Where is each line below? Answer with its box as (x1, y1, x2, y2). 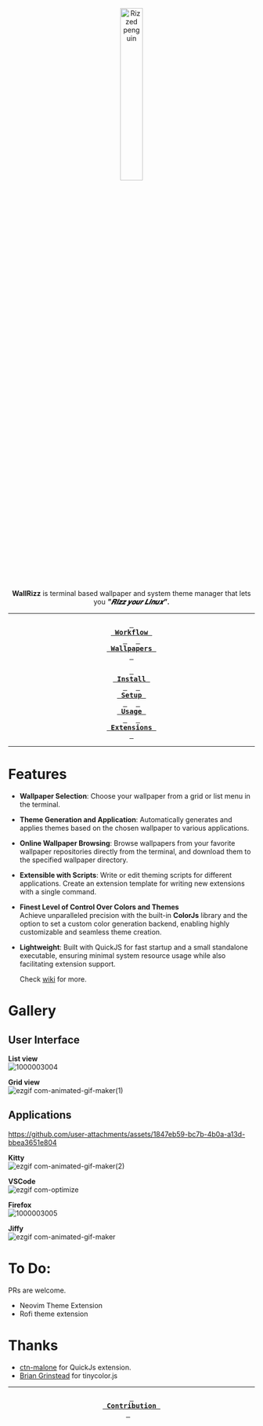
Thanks (8, 1336, 59, 1354)
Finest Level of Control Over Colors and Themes (19, 902, 179, 912)
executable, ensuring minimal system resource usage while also (19, 950, 226, 960)
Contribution (106, 1401, 157, 1410)
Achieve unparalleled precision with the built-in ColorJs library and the (19, 910, 248, 920)
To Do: (8, 1260, 52, 1277)
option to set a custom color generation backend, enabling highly (19, 919, 230, 928)
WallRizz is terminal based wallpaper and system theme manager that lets (12, 589, 251, 598)
